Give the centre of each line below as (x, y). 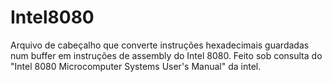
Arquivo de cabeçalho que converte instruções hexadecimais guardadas (160, 45)
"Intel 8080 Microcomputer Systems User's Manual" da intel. (136, 66)
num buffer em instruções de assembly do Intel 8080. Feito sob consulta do (166, 55)
